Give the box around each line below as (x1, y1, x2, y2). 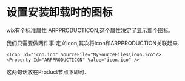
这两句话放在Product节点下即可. (6, 68, 86, 76)
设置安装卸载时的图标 (6, 5, 113, 19)
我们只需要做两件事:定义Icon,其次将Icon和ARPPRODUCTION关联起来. (6, 39, 180, 47)
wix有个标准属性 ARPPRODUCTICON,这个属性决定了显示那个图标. (6, 27, 170, 34)
